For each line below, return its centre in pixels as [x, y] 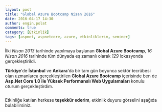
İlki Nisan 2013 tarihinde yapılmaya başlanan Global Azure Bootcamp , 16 [79, 51]
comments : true [21, 28]
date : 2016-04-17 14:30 [29, 19]
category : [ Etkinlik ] [27, 32]
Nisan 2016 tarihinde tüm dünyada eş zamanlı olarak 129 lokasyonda [74, 56]
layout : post [18, 10]
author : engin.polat [26, 23]
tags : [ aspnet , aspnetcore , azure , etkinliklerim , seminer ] [68, 37]
